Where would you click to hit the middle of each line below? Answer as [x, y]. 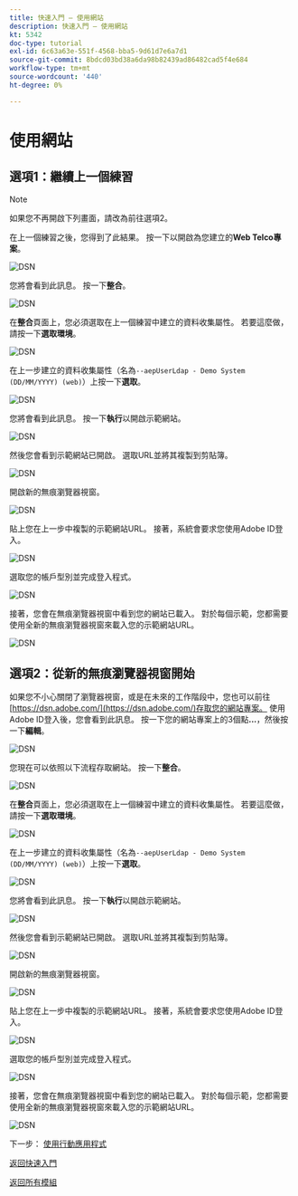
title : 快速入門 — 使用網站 [56, 18]
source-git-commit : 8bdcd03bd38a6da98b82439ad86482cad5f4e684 [129, 60]
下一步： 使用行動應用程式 [58, 1144]
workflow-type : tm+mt [50, 69]
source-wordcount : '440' [56, 77]
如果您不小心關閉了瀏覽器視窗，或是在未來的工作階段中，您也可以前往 [140, 697]
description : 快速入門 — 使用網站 [69, 26]
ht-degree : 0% [36, 85]
